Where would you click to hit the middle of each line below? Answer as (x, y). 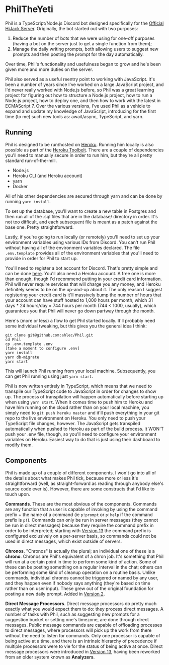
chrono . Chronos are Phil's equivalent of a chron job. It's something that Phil (84, 556)
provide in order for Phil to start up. (41, 258)
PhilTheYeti (29, 9)
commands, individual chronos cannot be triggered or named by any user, (82, 577)
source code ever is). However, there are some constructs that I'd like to (80, 488)
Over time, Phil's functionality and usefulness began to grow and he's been (83, 64)
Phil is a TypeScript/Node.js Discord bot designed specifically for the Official (84, 23)
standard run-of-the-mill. (31, 160)
